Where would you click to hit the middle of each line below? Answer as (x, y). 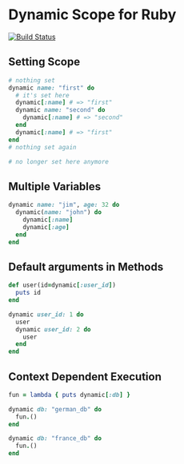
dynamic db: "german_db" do (55, 409)
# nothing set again (43, 147)
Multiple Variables (55, 186)
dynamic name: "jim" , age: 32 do (64, 205)
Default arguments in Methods (86, 266)
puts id (28, 293)
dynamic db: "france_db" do (55, 438)
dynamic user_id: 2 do (53, 329)
